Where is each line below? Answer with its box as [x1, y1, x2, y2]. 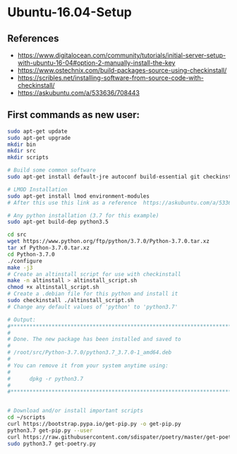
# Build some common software [7, 167, 97, 174]
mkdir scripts [7, 154, 49, 161]
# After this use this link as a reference [7, 199, 138, 206]
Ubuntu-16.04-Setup [7, 4, 132, 20]
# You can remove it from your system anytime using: [7, 362, 169, 369]
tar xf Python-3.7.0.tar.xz [7, 244, 90, 251]
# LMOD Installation [7, 186, 68, 193]
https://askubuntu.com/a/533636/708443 [17, 89, 140, 97]
